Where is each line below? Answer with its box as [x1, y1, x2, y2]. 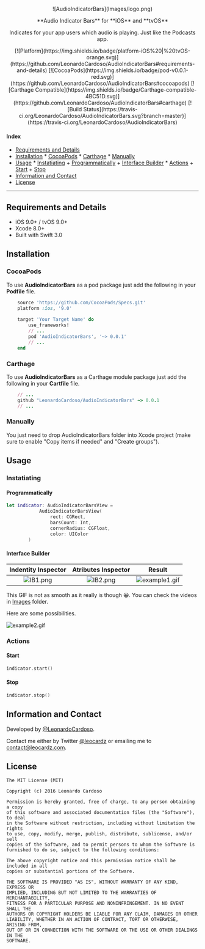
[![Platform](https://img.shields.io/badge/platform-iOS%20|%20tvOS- [14, 47, 191, 54]
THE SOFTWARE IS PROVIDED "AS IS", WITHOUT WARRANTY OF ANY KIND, [6, 879, 179, 885]
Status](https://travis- [83, 106, 138, 112]
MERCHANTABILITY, [6, 895, 51, 901]
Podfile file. [6, 287, 36, 295]
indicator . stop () [6, 692, 51, 698]
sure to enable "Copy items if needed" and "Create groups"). [6, 438, 160, 445]
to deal [6, 815, 26, 821]
